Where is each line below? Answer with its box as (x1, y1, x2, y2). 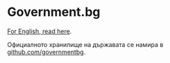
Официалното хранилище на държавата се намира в (7, 40, 164, 48)
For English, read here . (7, 27, 72, 35)
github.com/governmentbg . (7, 48, 86, 56)
